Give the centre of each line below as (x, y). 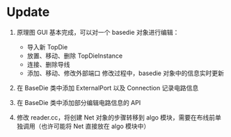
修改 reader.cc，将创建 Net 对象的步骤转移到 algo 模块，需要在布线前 (116, 117)
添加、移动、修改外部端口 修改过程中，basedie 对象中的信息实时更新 (125, 73)
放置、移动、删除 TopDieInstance (75, 56)
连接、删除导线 (48, 64)
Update (28, 12)
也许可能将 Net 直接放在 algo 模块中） (95, 126)
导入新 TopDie (47, 47)
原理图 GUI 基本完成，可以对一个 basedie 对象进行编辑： (98, 32)
